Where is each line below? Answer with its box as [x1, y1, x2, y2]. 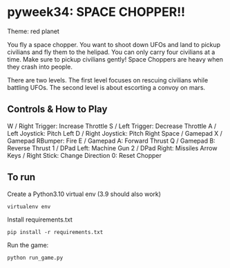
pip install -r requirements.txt [7, 229, 104, 235]
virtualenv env [7, 203, 51, 210]
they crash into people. [7, 62, 73, 71]
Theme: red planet [7, 27, 60, 35]
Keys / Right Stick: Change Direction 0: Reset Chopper [7, 151, 162, 159]
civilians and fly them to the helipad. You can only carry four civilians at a [7, 48, 215, 56]
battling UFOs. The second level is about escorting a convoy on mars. [7, 83, 206, 91]
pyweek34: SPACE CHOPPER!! [7, 4, 186, 20]
